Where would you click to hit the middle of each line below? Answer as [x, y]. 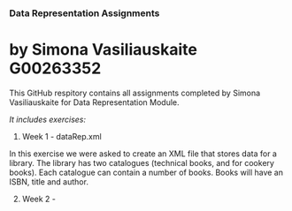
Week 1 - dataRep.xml [61, 136]
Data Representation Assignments [85, 13]
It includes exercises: [48, 119]
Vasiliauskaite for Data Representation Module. [94, 102]
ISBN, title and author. [49, 181]
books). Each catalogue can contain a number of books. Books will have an [146, 172]
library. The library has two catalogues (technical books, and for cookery [142, 162]
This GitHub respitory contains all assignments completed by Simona [135, 93]
